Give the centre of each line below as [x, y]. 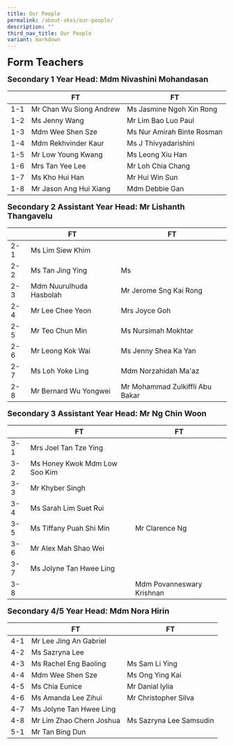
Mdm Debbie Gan [155, 189]
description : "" [31, 27]
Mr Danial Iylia [150, 687]
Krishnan [150, 593]
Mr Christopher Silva [161, 698]
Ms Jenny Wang [57, 121]
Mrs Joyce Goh [146, 310]
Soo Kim [44, 473]
